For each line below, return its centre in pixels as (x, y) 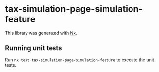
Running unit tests (34, 48)
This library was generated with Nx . (41, 33)
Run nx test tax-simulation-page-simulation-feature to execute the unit (80, 60)
